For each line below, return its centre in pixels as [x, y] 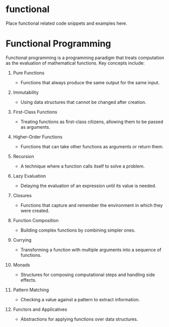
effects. [28, 280]
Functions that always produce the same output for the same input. [90, 82]
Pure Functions [29, 73]
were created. [35, 210]
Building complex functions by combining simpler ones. [78, 230]
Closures [22, 195]
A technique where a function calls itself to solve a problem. [82, 166]
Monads [21, 265]
